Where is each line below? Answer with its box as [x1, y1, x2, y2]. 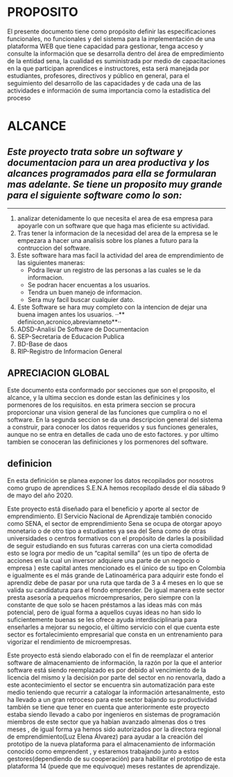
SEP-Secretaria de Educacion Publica [17, 332, 125, 341]
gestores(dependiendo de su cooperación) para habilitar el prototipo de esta [7, 754, 226, 762]
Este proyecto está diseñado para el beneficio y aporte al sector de [7, 504, 199, 513]
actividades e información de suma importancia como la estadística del [7, 86, 211, 95]
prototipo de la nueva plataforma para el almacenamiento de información [7, 739, 216, 748]
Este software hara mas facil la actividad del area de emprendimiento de [17, 251, 224, 259]
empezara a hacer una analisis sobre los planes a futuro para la [17, 236, 199, 244]
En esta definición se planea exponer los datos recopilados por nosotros [7, 476, 214, 484]
